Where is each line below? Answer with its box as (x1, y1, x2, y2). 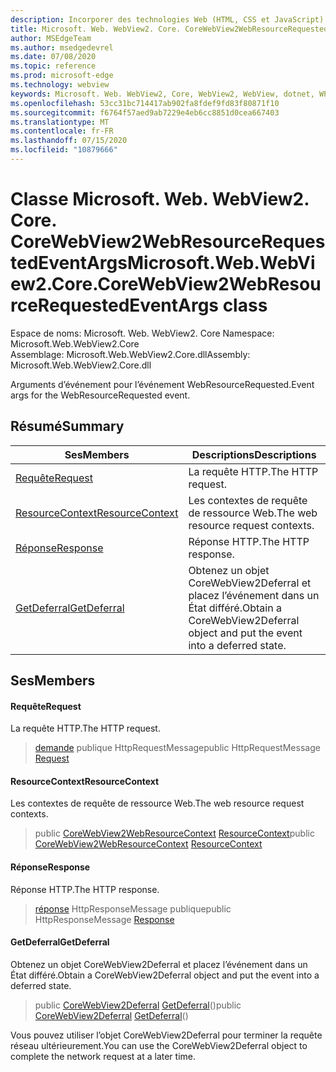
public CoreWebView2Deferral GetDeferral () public (34, 999, 242, 1011)
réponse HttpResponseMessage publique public (34, 902, 232, 915)
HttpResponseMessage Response (34, 913, 175, 925)
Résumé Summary (10, 418, 125, 435)
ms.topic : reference (10, 61, 97, 71)
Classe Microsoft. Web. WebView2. (10, 188, 310, 211)
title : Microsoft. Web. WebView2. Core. (10, 24, 182, 34)
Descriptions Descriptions (191, 447, 317, 461)
